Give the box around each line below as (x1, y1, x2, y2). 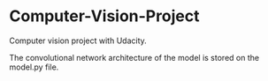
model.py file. (9, 62, 59, 72)
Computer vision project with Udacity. (9, 35, 148, 46)
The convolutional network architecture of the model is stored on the (9, 52, 259, 63)
